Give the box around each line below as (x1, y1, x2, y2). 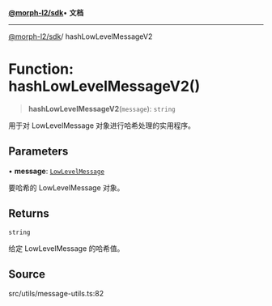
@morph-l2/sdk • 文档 (8, 8, 84, 17)
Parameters (8, 145, 69, 159)
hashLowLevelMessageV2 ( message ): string (28, 104, 176, 113)
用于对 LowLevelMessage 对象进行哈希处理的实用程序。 (8, 121, 196, 130)
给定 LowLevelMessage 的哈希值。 (8, 243, 125, 253)
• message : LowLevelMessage (8, 166, 105, 176)
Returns (8, 206, 50, 221)
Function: (8, 60, 74, 79)
